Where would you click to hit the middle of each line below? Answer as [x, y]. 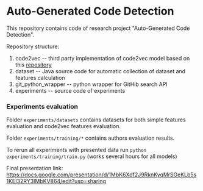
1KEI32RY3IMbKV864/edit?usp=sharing [56, 181]
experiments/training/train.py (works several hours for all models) [92, 156]
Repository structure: [33, 46]
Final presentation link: [35, 168]
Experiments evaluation [42, 106]
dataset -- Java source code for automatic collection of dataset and [100, 71]
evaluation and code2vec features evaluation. [63, 126]
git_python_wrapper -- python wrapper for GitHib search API [91, 84]
